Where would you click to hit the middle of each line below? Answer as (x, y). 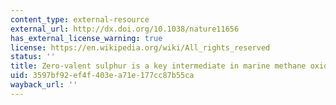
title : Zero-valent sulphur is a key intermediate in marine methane (158, 66)
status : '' (33, 57)
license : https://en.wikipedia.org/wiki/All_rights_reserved (140, 47)
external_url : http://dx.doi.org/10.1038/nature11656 (125, 29)
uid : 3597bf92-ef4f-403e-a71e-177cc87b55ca (102, 76)
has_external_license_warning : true (86, 38)
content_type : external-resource (80, 19)
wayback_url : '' (44, 85)
